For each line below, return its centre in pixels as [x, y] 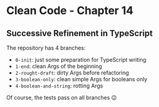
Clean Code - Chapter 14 [70, 11]
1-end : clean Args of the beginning [58, 66]
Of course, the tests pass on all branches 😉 [62, 98]
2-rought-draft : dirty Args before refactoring [72, 73]
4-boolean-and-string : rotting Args [59, 86]
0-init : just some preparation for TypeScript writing [81, 60]
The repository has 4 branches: [46, 48]
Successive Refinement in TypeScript [79, 33]
